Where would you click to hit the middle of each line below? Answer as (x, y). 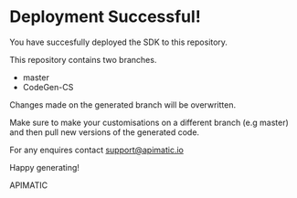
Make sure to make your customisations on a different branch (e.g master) (149, 122)
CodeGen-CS (48, 87)
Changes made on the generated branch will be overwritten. (122, 104)
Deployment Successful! (105, 17)
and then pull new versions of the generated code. (104, 132)
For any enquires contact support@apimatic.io (97, 150)
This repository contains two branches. (83, 59)
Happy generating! (45, 167)
